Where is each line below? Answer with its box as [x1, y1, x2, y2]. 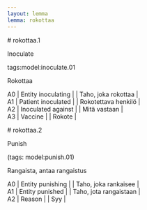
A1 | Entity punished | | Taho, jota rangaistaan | [7, 187, 141, 195]
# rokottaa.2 [7, 126, 42, 134]
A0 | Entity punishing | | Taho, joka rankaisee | [7, 179, 139, 188]
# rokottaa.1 [7, 36, 40, 44]
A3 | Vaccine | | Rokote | [7, 112, 77, 121]
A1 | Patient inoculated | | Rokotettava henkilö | [7, 97, 141, 105]
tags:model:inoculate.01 [7, 63, 75, 71]
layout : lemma [7, 10, 49, 17]
